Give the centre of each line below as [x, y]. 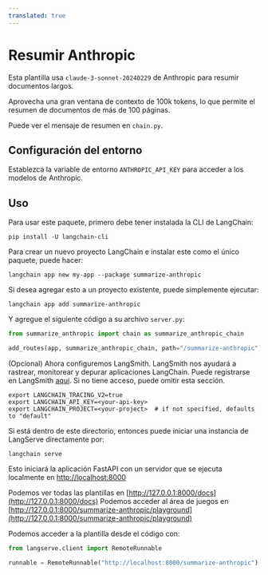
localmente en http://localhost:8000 [67, 477]
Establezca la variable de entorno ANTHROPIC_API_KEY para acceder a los [126, 169]
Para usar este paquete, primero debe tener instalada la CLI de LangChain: [131, 222]
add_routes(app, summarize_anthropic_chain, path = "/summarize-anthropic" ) [135, 348]
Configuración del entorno [75, 150]
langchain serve [35, 454]
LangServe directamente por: [57, 439]
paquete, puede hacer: [46, 260]
